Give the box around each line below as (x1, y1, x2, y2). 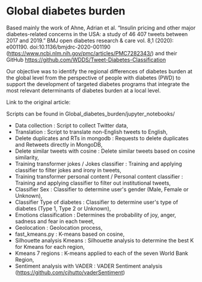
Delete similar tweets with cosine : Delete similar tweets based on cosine (14, 147, 195, 155)
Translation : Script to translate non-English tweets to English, (14, 128, 168, 135)
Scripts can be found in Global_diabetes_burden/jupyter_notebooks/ (6, 110, 176, 117)
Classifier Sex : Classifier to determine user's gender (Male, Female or (14, 185, 189, 193)
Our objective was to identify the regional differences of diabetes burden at (6, 67, 192, 75)
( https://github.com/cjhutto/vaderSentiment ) (14, 269, 125, 276)
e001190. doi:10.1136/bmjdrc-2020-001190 (6, 43, 111, 51)
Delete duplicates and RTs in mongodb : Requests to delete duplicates (14, 134, 189, 142)
